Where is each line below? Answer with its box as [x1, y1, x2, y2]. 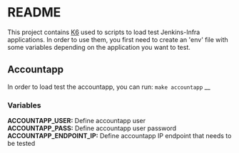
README [7, 4, 61, 21]
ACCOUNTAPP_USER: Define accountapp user [7, 117, 146, 125]
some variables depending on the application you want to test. [7, 43, 191, 51]
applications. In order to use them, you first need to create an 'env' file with [7, 35, 228, 43]
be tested [7, 139, 36, 148]
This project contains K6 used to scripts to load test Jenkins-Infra [7, 28, 200, 36]
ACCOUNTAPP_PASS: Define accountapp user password [7, 124, 177, 132]
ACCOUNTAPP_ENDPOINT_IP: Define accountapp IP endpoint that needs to [7, 132, 232, 140]
